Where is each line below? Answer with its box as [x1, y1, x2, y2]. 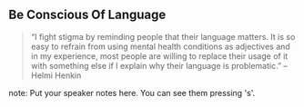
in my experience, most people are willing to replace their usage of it [30, 50, 289, 62]
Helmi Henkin [30, 70, 82, 81]
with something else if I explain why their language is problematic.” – [30, 60, 289, 71]
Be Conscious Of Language [8, 7, 167, 23]
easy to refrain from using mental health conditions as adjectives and [30, 41, 290, 52]
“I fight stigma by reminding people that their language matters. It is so [30, 31, 296, 42]
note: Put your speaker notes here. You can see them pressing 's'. [8, 87, 256, 98]
